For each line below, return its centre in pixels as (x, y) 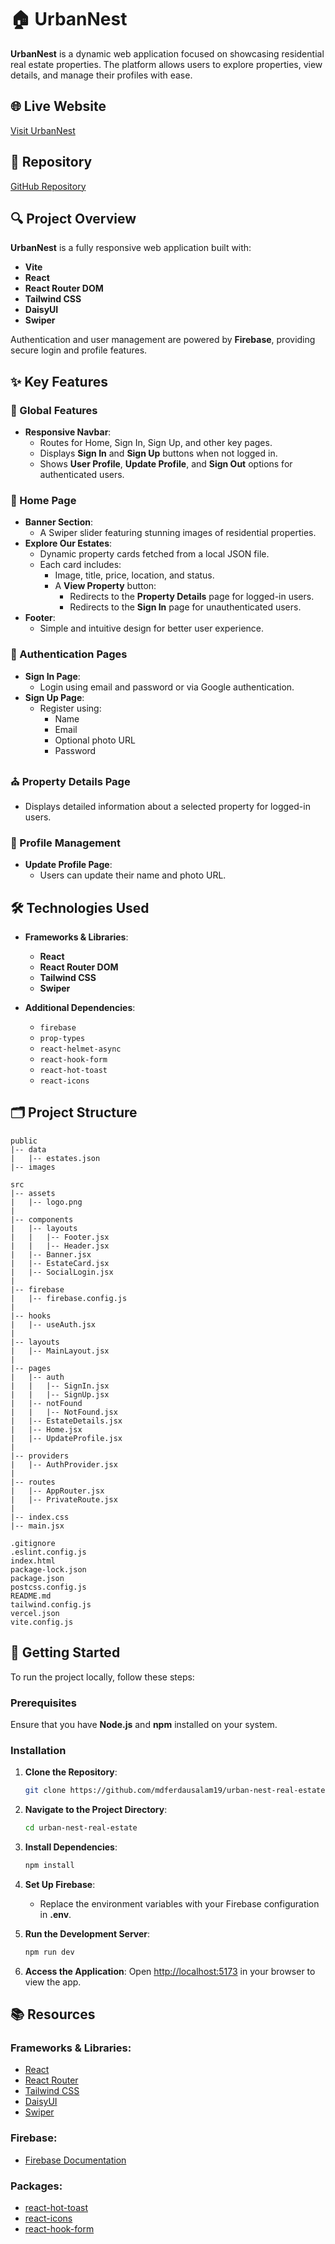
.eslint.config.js (48, 1552)
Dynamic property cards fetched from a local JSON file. (154, 554)
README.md (31, 1596)
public (24, 1141)
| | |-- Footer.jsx (60, 1237)
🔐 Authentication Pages (69, 654)
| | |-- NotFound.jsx (64, 1412)
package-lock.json (48, 1569)
